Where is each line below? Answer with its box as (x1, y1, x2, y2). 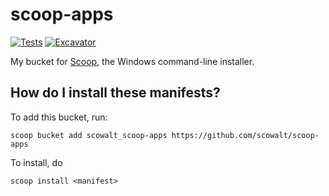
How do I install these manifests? (10, 84, 221, 102)
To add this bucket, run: (10, 111, 108, 123)
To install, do (10, 156, 63, 168)
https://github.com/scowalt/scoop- (171, 130, 320, 140)
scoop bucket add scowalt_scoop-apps (10, 130, 168, 140)
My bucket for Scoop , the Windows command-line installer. (10, 55, 255, 67)
